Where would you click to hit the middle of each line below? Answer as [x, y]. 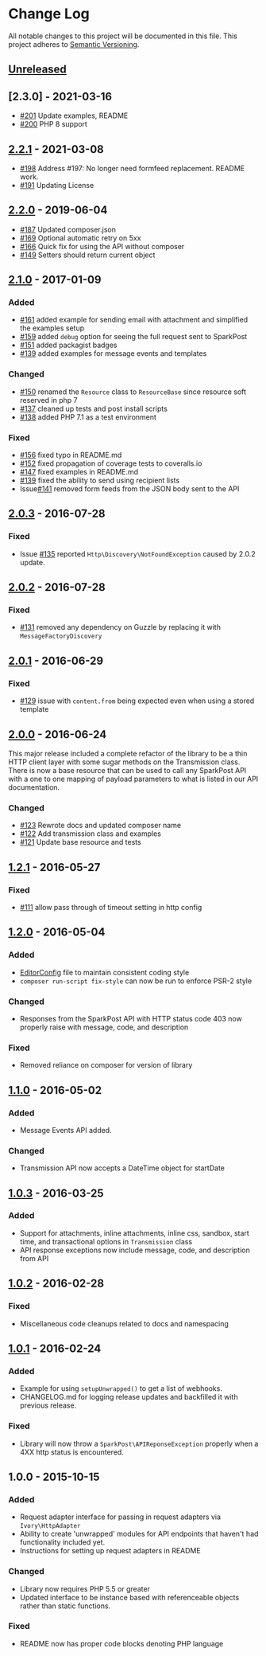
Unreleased [38, 70]
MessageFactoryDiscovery [61, 637]
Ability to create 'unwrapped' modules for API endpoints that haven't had [139, 1534]
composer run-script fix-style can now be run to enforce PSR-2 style [136, 981]
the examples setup [52, 328]
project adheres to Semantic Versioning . [74, 44]
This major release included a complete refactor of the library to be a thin [128, 753]
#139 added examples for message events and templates [113, 353]
